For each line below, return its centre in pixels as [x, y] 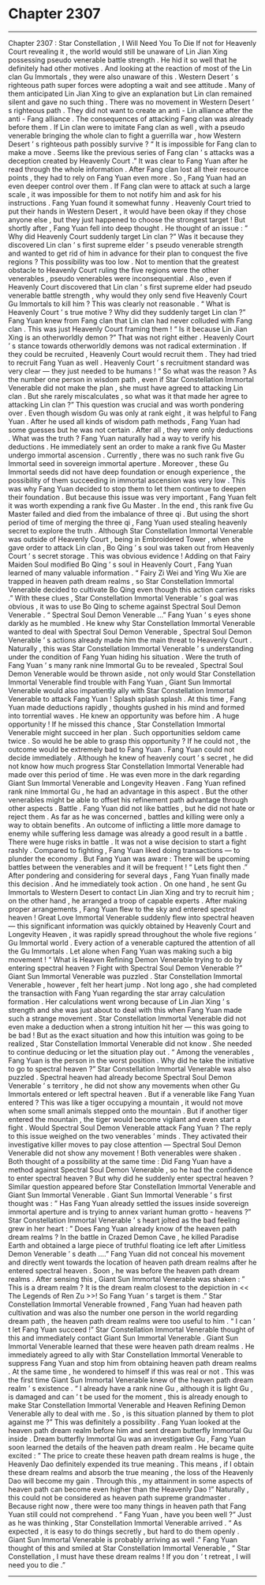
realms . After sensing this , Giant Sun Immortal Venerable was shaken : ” [127, 1279]
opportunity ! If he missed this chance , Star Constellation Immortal [117, 724]
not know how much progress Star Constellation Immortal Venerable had [126, 766]
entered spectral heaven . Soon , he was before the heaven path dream [124, 1270]
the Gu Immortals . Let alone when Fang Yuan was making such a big [120, 951]
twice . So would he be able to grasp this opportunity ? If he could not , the [129, 741]
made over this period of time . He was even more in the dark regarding [124, 774]
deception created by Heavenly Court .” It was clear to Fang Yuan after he [128, 161]
